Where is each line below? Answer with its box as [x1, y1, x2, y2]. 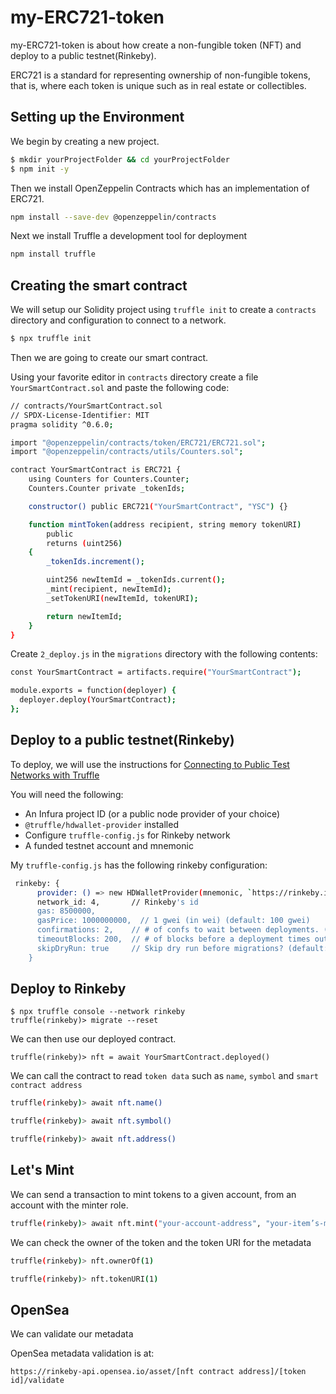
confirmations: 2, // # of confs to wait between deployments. [36, 925, 320, 935]
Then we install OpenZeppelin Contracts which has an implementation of [10, 182, 310, 194]
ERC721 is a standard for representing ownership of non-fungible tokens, [10, 69, 311, 81]
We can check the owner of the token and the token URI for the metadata [10, 1236, 312, 1248]
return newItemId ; [46, 611, 123, 621]
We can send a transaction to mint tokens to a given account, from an [10, 1188, 297, 1200]
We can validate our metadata [10, 1328, 134, 1340]
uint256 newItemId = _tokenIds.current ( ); [46, 575, 226, 585]
